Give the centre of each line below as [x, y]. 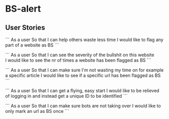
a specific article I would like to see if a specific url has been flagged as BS [83, 75]
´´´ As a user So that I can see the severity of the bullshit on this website [80, 55]
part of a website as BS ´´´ [32, 45]
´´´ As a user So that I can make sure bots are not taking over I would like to [83, 106]
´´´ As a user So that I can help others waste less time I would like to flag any [84, 39]
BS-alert [23, 9]
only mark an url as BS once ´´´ [37, 111]
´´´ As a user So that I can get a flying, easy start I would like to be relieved [82, 91]
